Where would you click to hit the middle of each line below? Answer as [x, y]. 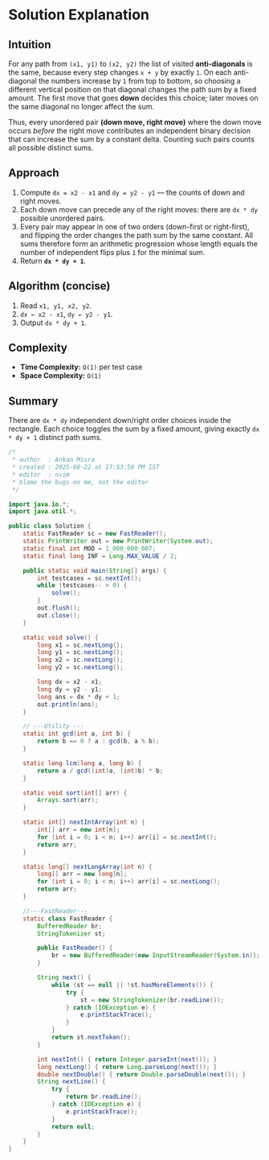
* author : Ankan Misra [53, 460]
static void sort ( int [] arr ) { [75, 793]
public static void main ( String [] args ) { [95, 570]
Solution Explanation [79, 15]
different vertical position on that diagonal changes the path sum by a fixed [132, 89]
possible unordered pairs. [63, 218]
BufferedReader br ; [70, 926]
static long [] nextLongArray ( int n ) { [88, 866]
